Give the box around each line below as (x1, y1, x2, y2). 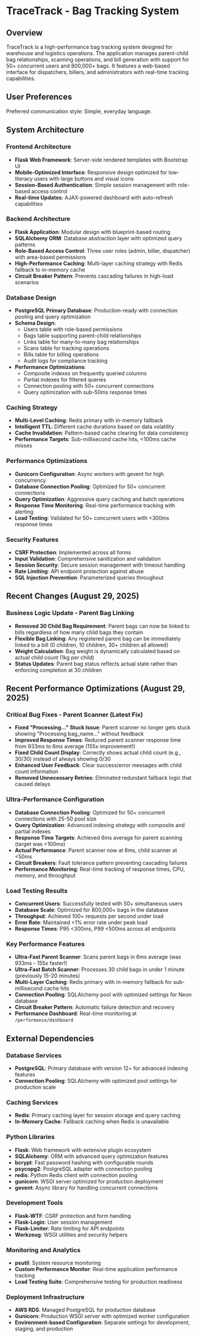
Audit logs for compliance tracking (23, 357, 108, 365)
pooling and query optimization (14, 313, 91, 320)
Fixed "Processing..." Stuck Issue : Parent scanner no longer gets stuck (14, 724, 191, 731)
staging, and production (14, 1325, 73, 1333)
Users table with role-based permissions (23, 326, 123, 333)
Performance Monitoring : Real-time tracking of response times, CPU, (14, 866, 185, 873)
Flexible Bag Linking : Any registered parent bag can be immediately (14, 635, 181, 642)
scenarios (14, 278, 40, 285)
